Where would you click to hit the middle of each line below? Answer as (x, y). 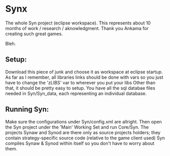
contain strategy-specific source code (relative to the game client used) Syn (85, 138)
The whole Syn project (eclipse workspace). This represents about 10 (78, 23)
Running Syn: (27, 110)
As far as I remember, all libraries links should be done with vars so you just (84, 77)
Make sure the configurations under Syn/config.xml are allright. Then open (83, 121)
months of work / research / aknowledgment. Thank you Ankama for (77, 28)
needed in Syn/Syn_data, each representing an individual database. (76, 93)
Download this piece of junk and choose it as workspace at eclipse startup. (84, 72)
